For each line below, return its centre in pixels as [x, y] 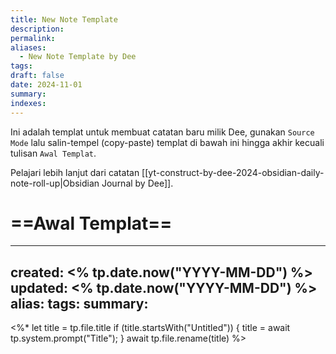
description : [37, 29]
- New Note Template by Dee [78, 57]
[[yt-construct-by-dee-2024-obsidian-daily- [233, 172]
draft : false [37, 76]
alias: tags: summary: [79, 303]
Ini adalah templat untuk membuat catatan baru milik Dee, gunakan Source [162, 132]
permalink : [33, 38]
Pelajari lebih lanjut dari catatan [75, 172]
